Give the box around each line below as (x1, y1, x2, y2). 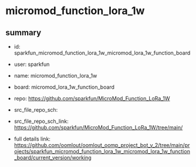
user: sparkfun (13, 61, 50, 68)
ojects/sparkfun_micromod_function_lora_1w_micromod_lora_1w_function (13, 148, 190, 155)
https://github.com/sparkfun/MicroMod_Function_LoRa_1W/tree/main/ (13, 124, 183, 131)
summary (5, 28, 42, 38)
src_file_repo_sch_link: (13, 118, 69, 125)
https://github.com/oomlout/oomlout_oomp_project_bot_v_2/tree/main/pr (13, 142, 190, 148)
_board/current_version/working (13, 154, 92, 161)
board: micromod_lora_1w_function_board (13, 83, 115, 91)
